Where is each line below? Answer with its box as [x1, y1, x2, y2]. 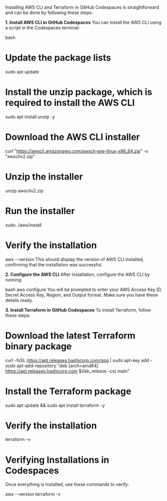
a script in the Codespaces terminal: [5, 25, 80, 31]
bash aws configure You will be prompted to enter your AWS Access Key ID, [5, 287, 162, 293]
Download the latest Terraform [5, 330, 135, 341]
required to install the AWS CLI [5, 97, 135, 109]
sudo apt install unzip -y [5, 113, 55, 120]
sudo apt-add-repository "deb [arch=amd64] [5, 363, 99, 369]
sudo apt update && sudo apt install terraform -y [5, 402, 105, 408]
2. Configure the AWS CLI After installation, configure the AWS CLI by [5, 271, 150, 277]
